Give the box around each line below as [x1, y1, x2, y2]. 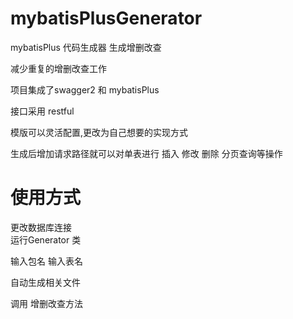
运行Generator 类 [10, 233, 82, 246]
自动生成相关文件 [10, 276, 81, 288]
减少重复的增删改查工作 [10, 62, 107, 74]
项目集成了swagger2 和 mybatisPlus [10, 83, 160, 96]
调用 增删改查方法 [10, 297, 83, 309]
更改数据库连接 [10, 221, 72, 233]
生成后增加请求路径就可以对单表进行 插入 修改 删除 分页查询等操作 [10, 147, 283, 159]
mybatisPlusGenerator [10, 7, 203, 30]
